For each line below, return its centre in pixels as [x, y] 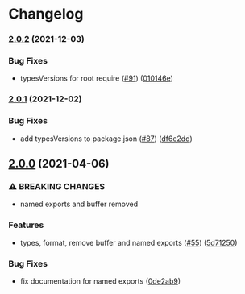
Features [26, 225]
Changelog [46, 14]
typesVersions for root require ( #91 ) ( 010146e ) [96, 78]
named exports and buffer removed [79, 204]
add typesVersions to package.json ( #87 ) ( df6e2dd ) [106, 139]
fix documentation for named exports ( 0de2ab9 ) [100, 281]
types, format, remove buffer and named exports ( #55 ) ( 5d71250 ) [129, 242]
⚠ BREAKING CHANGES [57, 186]
